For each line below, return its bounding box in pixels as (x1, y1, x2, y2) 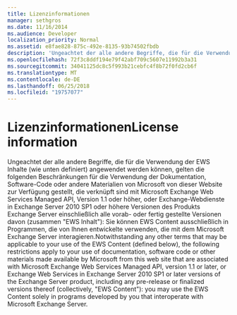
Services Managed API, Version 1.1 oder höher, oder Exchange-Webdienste (7, 195, 225, 204)
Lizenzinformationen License (7, 119, 179, 135)
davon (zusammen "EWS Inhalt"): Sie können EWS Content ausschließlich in (7, 218, 229, 226)
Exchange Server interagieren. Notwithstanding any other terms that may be (7, 233, 227, 241)
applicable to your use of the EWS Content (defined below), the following (7, 240, 220, 249)
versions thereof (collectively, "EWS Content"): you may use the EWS (7, 285, 209, 293)
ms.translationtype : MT (7, 69, 78, 76)
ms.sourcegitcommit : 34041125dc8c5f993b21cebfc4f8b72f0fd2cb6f (7, 63, 197, 70)
